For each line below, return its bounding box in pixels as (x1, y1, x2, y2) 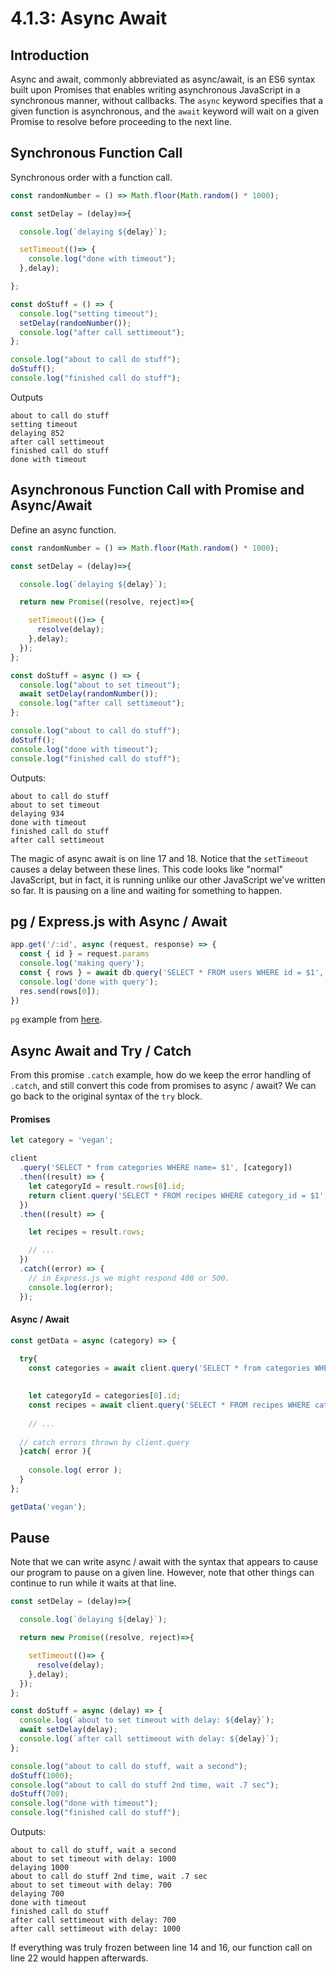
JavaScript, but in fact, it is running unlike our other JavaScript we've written (10, 873, 326, 886)
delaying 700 (10, 1889, 65, 1899)
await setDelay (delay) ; (19, 1725, 118, 1735)
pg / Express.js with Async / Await (10, 913, 228, 930)
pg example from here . (10, 1013, 103, 1026)
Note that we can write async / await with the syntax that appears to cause (10, 1556, 319, 1568)
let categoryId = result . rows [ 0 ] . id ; (28, 1181, 186, 1191)
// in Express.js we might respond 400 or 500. (28, 1273, 230, 1283)
